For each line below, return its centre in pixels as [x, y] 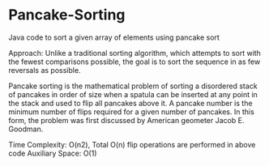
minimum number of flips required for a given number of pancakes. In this [132, 112]
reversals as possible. [45, 70]
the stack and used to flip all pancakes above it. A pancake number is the [130, 103]
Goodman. [26, 129]
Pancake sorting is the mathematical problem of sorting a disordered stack [133, 86]
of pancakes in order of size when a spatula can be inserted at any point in [133, 94]
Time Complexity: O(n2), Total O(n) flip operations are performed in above [132, 144]
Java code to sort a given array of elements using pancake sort [114, 37]
